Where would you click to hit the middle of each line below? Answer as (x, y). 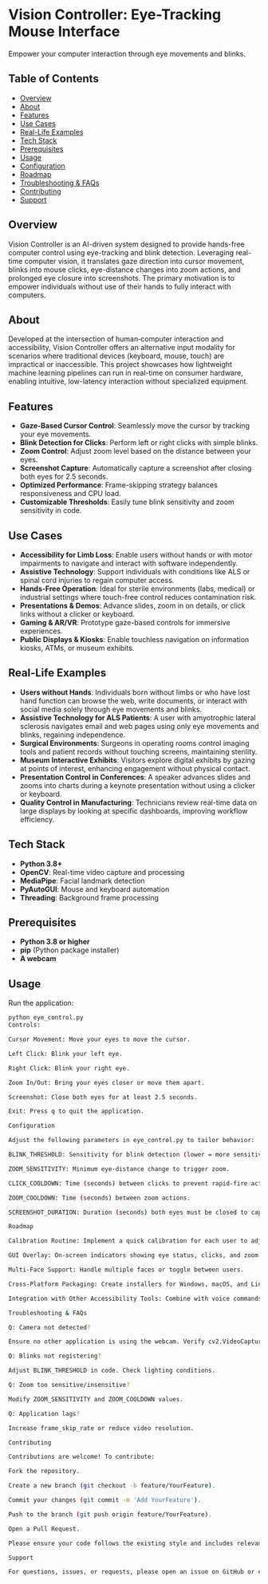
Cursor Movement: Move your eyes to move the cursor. (100, 1039)
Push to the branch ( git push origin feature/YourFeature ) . (110, 1514)
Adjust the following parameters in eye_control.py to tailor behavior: (132, 1141)
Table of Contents (54, 79)
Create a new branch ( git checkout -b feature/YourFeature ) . (112, 1486)
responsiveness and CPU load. (70, 494)
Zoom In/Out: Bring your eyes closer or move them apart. (106, 1082)
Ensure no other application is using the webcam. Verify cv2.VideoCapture (137, 1342)
